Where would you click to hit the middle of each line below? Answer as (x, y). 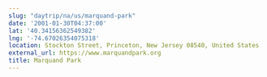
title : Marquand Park (45, 61)
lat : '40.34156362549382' (52, 30)
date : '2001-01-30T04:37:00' (58, 23)
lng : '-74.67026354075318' (54, 38)
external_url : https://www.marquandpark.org (85, 53)
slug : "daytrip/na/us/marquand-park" (72, 16)
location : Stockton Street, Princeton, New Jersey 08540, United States (134, 46)
